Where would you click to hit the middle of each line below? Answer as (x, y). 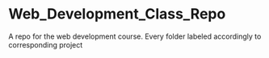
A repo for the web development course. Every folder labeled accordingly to (135, 36)
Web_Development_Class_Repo (117, 14)
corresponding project (46, 44)
